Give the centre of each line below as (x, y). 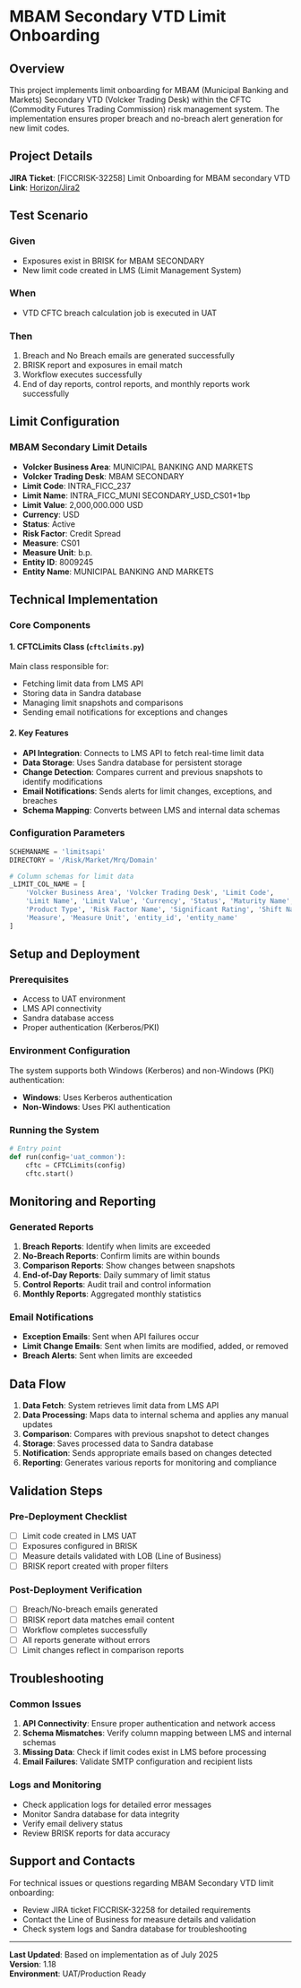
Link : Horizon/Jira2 (45, 187)
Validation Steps (56, 1490)
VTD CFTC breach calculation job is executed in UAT (120, 313)
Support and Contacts (73, 1861)
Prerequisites (39, 979)
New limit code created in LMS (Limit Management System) (132, 270)
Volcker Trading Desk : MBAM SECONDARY (103, 476)
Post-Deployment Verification (76, 1590)
